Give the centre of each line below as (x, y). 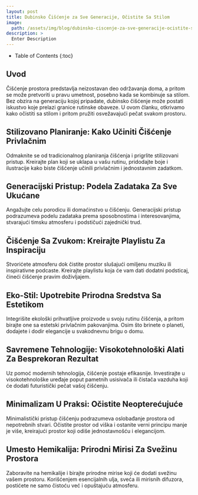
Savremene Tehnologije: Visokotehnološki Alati (95, 350)
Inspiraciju (26, 250)
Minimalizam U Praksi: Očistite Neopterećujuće (95, 404)
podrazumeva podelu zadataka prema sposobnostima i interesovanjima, (93, 216)
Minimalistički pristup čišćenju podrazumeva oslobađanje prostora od (90, 418)
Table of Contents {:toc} (44, 56)
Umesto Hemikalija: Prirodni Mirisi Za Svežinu (92, 449)
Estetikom (25, 304)
